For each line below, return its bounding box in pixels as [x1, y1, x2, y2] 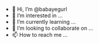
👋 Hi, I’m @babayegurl [11, 6, 67, 12]
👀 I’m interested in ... [11, 12, 63, 19]
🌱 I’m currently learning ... [11, 18, 76, 25]
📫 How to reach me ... [11, 32, 68, 38]
